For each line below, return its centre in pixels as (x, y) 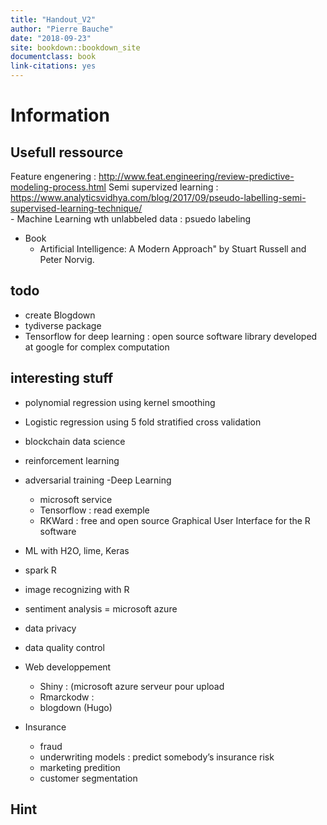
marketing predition (80, 767)
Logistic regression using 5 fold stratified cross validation (143, 422)
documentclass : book (53, 57)
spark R (40, 570)
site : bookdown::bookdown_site (75, 47)
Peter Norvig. (67, 259)
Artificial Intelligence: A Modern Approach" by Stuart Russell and (173, 249)
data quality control (64, 647)
